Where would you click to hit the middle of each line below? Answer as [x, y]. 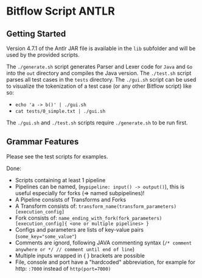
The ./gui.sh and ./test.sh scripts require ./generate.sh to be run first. [97, 123]
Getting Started [36, 34]
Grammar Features [43, 142]
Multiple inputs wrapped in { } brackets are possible [80, 255]
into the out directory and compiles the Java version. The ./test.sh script [99, 73]
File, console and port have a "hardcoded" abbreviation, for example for [105, 262]
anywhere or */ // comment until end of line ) [75, 249]
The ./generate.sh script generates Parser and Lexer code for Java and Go [99, 66]
